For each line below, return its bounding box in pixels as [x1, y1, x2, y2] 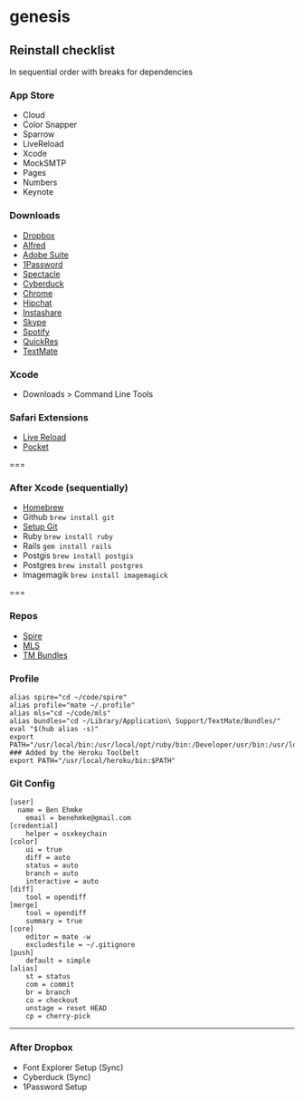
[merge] [9, 901, 39, 910]
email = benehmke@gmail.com [25, 814, 131, 823]
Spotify [22, 326, 50, 337]
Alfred [22, 239, 46, 250]
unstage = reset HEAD [25, 1004, 107, 1013]
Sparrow [22, 129, 55, 140]
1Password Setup [22, 1081, 88, 1092]
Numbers [22, 177, 58, 188]
